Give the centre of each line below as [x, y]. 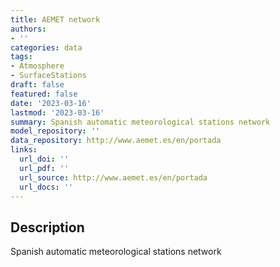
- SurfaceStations [48, 76]
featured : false [44, 94]
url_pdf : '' [44, 168]
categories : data [46, 47]
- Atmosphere [37, 66]
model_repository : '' [55, 131]
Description [47, 227]
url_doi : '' [44, 159]
